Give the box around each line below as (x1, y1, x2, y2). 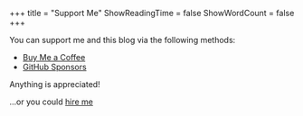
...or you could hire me (9, 96, 93, 107)
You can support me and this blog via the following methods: (9, 35, 236, 45)
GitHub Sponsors (22, 62, 88, 72)
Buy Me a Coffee (22, 52, 86, 62)
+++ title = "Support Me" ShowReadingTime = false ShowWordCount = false (9, 8, 295, 18)
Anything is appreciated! (9, 79, 101, 89)
